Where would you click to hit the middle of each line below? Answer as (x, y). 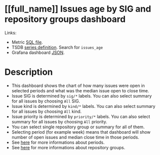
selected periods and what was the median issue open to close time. (80, 90)
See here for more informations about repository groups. (68, 147)
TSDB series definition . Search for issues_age (57, 47)
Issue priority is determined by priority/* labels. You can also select (81, 116)
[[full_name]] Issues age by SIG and (78, 9)
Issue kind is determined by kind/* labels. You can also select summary (83, 106)
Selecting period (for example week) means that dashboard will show (81, 132)
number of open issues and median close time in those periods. (75, 137)
